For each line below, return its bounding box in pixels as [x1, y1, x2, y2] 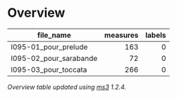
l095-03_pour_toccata [11, 64, 87, 74]
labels [145, 30, 166, 40]
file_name [37, 30, 72, 40]
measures [104, 30, 139, 40]
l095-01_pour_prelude [11, 42, 88, 52]
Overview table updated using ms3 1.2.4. [7, 83, 127, 91]
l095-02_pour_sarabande [11, 53, 98, 63]
